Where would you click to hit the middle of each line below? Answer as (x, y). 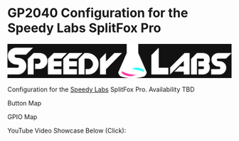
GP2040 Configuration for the (98, 13)
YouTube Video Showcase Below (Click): (67, 131)
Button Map (25, 103)
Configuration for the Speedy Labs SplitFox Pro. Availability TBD (101, 89)
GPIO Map (22, 117)
